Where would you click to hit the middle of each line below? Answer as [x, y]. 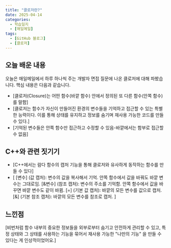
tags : [11, 34]
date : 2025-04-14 [24, 15]
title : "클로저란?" [24, 10]
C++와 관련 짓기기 [32, 151]
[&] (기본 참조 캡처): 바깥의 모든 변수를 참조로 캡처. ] [64, 196]
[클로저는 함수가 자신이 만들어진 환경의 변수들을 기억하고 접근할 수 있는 [83, 108]
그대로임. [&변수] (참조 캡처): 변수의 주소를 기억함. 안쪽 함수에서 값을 [90, 184]
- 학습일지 [19, 24]
